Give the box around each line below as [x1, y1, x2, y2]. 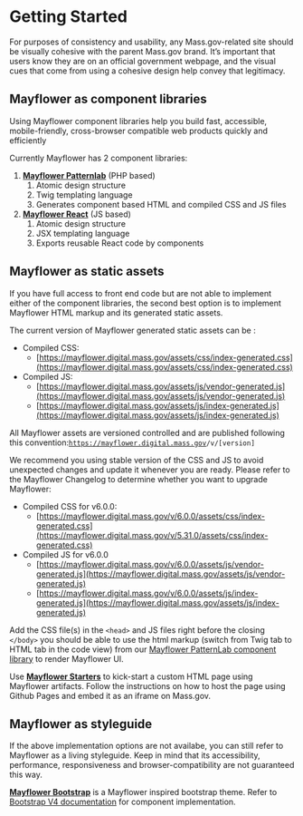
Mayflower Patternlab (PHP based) [22, 170, 156, 180]
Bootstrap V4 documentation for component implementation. [9, 796, 237, 808]
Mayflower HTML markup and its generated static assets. [9, 306, 223, 318]
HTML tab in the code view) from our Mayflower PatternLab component [9, 644, 277, 655]
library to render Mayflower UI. [9, 653, 124, 664]
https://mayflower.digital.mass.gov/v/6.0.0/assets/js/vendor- [39, 559, 265, 569]
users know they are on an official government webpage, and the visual [9, 55, 276, 66]
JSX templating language [35, 228, 130, 238]
